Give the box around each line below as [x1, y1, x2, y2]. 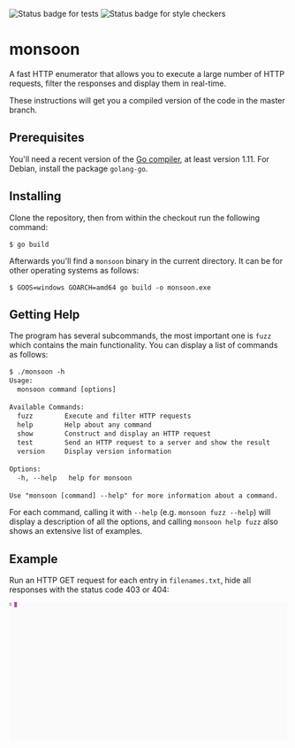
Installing [9, 189, 62, 204]
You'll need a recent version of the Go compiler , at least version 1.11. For [9, 153, 269, 164]
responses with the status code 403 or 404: [9, 584, 170, 595]
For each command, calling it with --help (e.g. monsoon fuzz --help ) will [9, 507, 271, 518]
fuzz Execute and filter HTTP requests [17, 412, 192, 420]
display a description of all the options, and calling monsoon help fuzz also [9, 516, 278, 527]
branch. [9, 104, 38, 115]
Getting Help [9, 306, 80, 322]
